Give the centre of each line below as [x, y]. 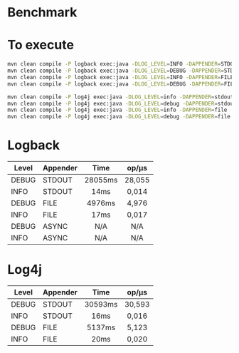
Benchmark [42, 12]
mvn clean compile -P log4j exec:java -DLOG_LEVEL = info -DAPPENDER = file [117, 110]
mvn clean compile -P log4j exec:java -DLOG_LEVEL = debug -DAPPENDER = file [119, 117]
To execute [41, 45]
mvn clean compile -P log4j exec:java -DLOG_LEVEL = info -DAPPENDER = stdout [121, 97]
